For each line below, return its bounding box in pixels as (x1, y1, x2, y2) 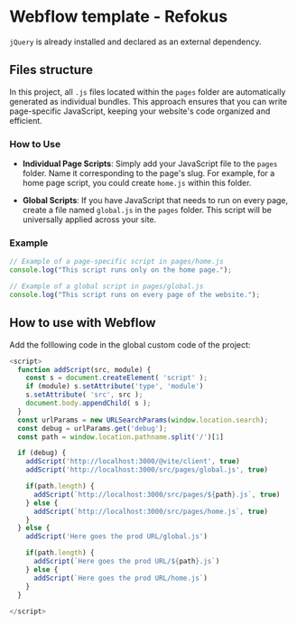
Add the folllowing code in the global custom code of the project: (9, 339, 251, 350)
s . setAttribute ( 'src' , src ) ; (25, 390, 144, 399)
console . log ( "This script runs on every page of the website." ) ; (9, 290, 260, 299)
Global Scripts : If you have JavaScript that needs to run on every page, (22, 195, 289, 206)
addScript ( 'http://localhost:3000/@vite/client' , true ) (25, 457, 241, 466)
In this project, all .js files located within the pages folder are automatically (9, 86, 286, 97)
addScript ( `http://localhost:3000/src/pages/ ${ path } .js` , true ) (32, 490, 281, 499)
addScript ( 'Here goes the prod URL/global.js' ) (25, 532, 208, 541)
